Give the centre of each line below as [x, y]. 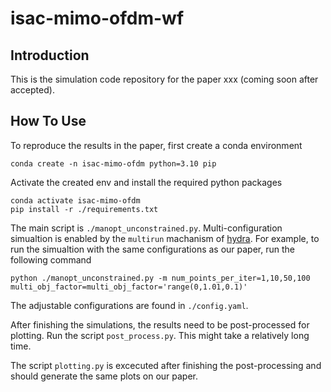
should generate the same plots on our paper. [104, 376]
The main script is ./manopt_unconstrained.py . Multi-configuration [146, 228]
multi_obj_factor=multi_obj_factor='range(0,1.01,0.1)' [129, 287]
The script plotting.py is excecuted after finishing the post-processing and [166, 365]
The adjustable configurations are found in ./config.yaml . [129, 305]
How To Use [48, 121]
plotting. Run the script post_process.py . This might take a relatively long [160, 335]
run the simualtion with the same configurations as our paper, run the [152, 249]
